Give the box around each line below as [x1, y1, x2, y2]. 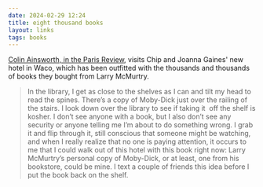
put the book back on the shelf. [27, 170, 129, 180]
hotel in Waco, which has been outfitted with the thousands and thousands [8, 64, 250, 73]
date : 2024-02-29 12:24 [8, 11, 86, 20]
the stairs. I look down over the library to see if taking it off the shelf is [27, 104, 256, 113]
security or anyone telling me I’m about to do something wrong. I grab [27, 120, 254, 130]
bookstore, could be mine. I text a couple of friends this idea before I [27, 162, 250, 171]
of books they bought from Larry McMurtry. [8, 71, 149, 81]
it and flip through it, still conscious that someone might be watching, [27, 129, 251, 138]
